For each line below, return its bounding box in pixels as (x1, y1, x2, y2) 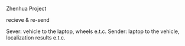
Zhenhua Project (6, 5, 47, 12)
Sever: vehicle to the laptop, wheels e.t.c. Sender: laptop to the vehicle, (6, 28, 180, 35)
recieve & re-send (6, 17, 50, 23)
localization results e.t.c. (6, 34, 66, 41)
